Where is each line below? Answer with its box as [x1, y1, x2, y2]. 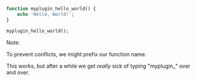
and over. [6, 68, 30, 76]
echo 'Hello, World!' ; [17, 11, 75, 18]
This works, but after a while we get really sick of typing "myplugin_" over [6, 62, 191, 70]
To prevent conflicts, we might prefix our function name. [6, 50, 147, 57]
